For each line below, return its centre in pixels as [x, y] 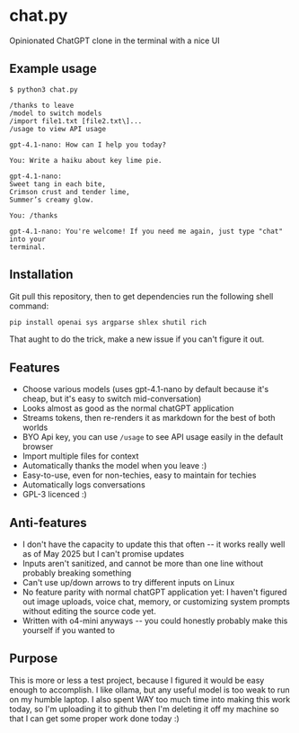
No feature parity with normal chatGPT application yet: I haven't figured [154, 592]
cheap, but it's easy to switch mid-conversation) [112, 399]
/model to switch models [56, 113]
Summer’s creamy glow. [52, 200]
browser [38, 447]
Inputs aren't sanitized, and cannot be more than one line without [142, 564]
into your [28, 239]
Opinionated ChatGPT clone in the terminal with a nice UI [114, 40]
